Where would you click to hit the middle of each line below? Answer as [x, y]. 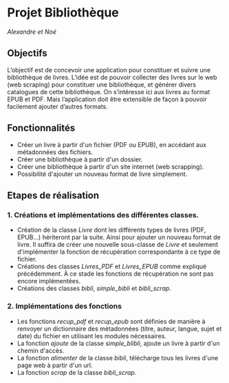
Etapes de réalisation [53, 195]
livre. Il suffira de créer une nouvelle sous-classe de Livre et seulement [118, 245]
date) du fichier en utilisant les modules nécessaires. [92, 336]
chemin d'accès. [41, 350]
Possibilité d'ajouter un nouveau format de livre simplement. [102, 174]
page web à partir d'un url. [55, 365]
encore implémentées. [49, 281]
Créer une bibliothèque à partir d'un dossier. [80, 159]
